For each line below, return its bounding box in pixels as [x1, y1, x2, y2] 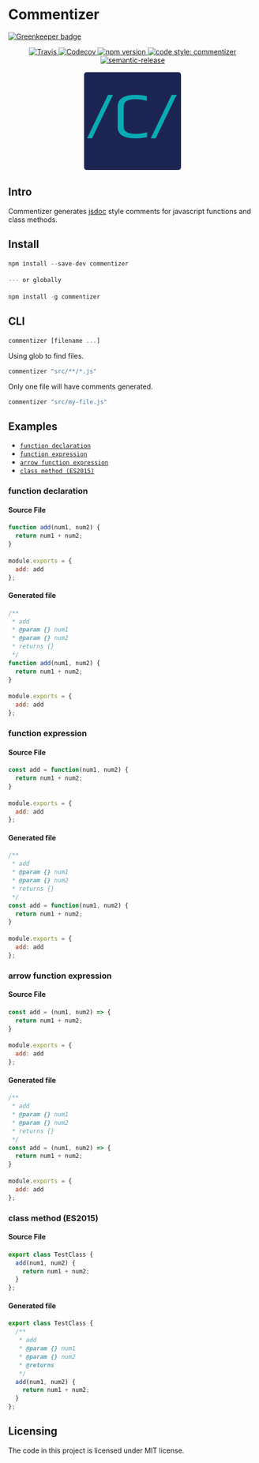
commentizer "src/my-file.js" [8, 397, 108, 406]
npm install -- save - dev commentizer [8, 259, 129, 268]
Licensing [8, 1424, 58, 1439]
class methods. [8, 215, 58, 224]
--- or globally [8, 276, 62, 284]
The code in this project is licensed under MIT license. [8, 1446, 185, 1455]
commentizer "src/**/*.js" [8, 367, 97, 375]
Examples [8, 419, 58, 433]
